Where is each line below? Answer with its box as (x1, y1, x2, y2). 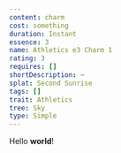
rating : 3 (9, 54, 46, 63)
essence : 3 (9, 37, 49, 47)
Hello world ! (9, 136, 55, 147)
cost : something (9, 21, 69, 30)
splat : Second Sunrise (9, 79, 93, 88)
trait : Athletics (9, 95, 73, 104)
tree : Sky (9, 103, 46, 112)
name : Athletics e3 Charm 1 (9, 46, 113, 55)
